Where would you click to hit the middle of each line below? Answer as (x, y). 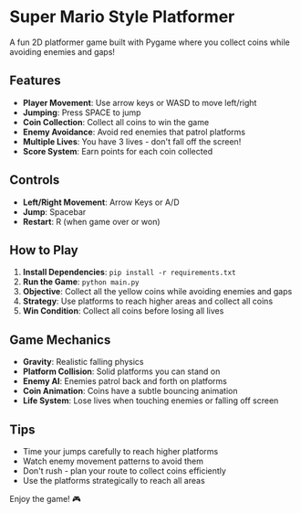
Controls (35, 180)
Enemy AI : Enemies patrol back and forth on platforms (125, 381)
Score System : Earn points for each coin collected (117, 151)
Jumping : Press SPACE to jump (82, 112)
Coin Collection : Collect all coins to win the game (116, 122)
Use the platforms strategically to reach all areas (114, 481)
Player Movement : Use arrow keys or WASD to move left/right (140, 102)
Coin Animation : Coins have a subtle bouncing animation (130, 391)
